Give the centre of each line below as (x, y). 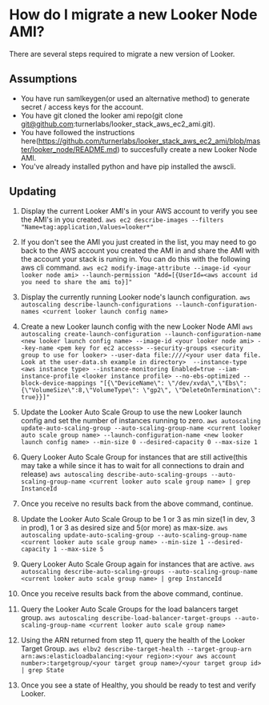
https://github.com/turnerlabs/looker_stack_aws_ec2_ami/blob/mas (149, 141)
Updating (33, 192)
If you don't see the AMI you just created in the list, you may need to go (139, 242)
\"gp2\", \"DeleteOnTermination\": (202, 390)
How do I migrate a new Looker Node (133, 15)
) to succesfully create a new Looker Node (187, 149)
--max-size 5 (82, 549)
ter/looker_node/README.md (69, 149)
